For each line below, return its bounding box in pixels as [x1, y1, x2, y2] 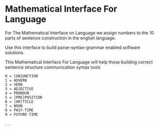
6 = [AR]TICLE [5, 99, 34, 104]
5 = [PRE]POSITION [5, 95, 42, 100]
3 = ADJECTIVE [5, 86, 34, 91]
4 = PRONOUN [5, 91, 29, 95]
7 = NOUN [5, 103, 23, 108]
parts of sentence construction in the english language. [5, 35, 116, 41]
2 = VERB [5, 82, 23, 87]
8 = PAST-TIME [5, 108, 34, 112]
